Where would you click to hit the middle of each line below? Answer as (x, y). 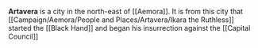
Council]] (23, 36)
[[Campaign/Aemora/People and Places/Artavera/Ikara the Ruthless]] (121, 20)
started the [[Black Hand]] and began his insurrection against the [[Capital (129, 28)
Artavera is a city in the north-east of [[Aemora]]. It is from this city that (126, 11)
